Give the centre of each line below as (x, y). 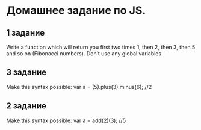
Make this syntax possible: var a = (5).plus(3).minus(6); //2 (79, 87)
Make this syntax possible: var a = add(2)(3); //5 (66, 120)
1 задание (26, 33)
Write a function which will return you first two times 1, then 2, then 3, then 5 (101, 47)
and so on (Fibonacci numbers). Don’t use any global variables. (85, 54)
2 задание (26, 106)
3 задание (26, 73)
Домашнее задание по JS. (76, 11)
